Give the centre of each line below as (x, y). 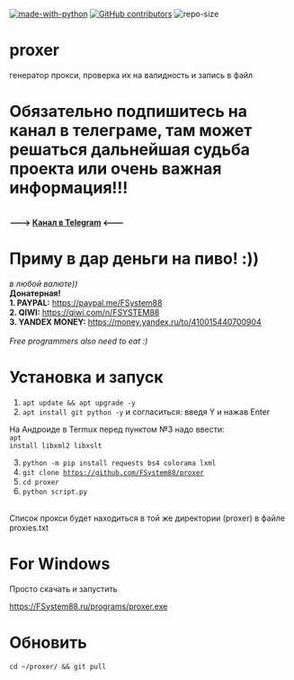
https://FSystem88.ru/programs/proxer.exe (89, 606)
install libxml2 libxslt (56, 445)
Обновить (48, 642)
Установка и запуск (86, 377)
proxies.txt (29, 527)
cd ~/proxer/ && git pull (58, 667)
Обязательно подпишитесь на (129, 112)
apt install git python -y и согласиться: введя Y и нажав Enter (146, 412)
